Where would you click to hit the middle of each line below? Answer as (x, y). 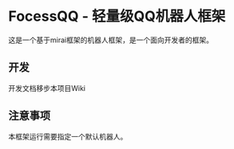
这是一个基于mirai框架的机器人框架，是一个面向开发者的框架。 (111, 40)
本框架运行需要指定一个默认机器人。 (68, 136)
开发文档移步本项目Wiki (47, 88)
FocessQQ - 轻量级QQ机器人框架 (117, 16)
